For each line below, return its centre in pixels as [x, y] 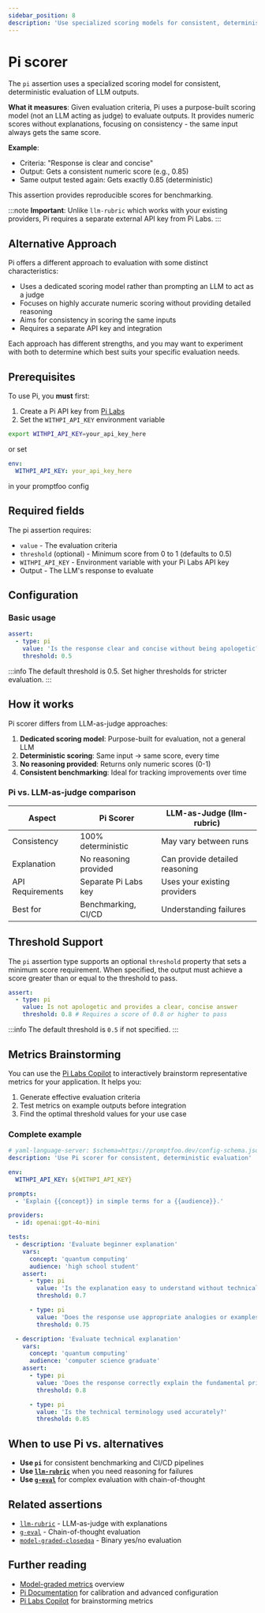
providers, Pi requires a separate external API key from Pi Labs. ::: [115, 219]
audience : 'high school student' [84, 1266]
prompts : [22, 1194]
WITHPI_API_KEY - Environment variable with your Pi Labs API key [124, 562]
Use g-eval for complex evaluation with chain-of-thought [112, 1480]
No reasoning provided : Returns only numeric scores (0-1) [115, 763]
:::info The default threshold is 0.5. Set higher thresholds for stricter [118, 671]
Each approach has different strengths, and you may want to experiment [126, 343]
